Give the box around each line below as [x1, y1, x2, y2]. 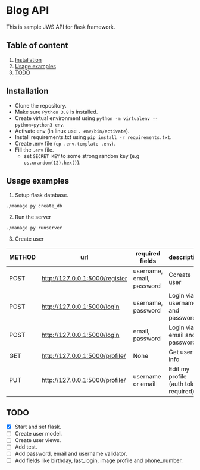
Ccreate [168, 271, 192, 279]
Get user [168, 348, 193, 357]
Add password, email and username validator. [14, 450, 127, 458]
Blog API [6, 4, 49, 17]
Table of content [6, 40, 68, 51]
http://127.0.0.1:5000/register [41, 275, 128, 283]
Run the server [14, 213, 52, 220]
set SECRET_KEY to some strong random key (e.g [23, 152, 140, 159]
